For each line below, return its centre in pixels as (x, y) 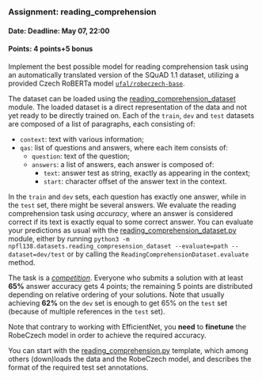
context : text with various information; (82, 139)
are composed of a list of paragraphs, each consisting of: (102, 123)
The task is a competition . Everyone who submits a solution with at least (126, 277)
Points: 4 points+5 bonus (51, 49)
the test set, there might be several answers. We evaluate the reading (122, 205)
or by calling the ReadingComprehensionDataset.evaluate (158, 254)
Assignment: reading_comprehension (82, 12)
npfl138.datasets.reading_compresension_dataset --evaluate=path (118, 246)
